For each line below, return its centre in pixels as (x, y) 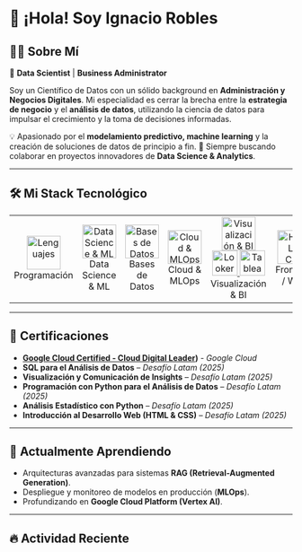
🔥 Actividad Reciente (69, 538)
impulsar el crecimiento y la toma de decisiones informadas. (120, 119)
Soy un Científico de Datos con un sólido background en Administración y (147, 90)
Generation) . (46, 483)
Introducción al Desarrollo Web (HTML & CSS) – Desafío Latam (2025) (155, 415)
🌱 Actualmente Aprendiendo (90, 452)
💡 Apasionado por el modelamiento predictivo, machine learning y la (139, 136)
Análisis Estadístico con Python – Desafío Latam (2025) (128, 405)
